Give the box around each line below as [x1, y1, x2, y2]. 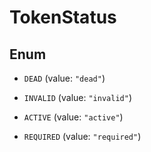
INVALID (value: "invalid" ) [23, 92, 132, 103]
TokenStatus [9, 6, 117, 29]
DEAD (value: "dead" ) [23, 72, 106, 84]
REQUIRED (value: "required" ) [23, 131, 142, 142]
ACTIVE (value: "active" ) [23, 111, 124, 123]
